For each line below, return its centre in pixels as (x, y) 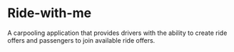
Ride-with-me (49, 13)
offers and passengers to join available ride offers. (81, 40)
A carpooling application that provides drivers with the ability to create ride (117, 33)
